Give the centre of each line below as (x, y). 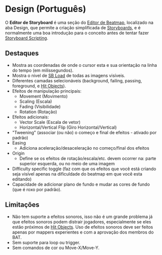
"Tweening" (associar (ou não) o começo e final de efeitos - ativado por (84, 132)
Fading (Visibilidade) (40, 106)
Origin (18, 153)
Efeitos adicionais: (30, 117)
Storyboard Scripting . (27, 38)
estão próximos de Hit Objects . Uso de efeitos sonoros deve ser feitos (82, 227)
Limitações (22, 205)
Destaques (22, 53)
